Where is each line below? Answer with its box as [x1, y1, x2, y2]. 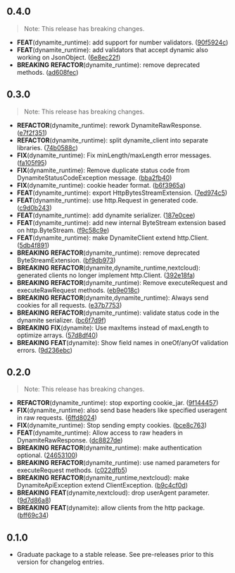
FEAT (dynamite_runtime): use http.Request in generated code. [16, 195, 198, 204]
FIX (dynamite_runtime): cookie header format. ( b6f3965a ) [16, 181, 186, 189]
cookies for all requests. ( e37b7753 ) [16, 301, 122, 309]
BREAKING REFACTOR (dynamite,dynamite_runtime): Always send [16, 293, 209, 302]
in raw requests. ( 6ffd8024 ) [16, 414, 98, 422]
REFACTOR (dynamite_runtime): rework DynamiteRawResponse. [16, 121, 202, 129]
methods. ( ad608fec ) [16, 68, 79, 76]
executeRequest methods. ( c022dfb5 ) [16, 466, 128, 475]
